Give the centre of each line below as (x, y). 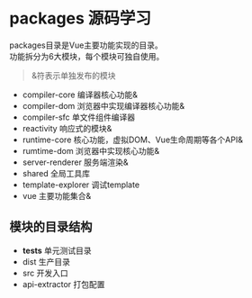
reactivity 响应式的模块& (67, 128)
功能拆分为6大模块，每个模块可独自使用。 (87, 56)
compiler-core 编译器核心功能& (80, 95)
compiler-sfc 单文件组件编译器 (79, 117)
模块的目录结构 (51, 227)
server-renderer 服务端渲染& (75, 162)
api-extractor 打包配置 (63, 284)
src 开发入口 (45, 273)
